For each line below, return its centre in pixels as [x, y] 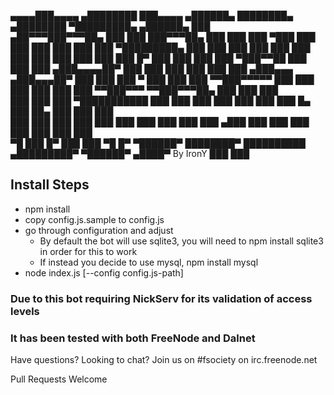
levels [25, 311]
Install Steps [50, 185]
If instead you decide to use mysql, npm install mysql [149, 262]
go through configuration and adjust [99, 230]
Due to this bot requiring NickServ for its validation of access [161, 298]
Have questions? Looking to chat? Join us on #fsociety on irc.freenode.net [164, 360]
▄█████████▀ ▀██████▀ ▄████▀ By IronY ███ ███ [130, 153]
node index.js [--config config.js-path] [104, 272]
